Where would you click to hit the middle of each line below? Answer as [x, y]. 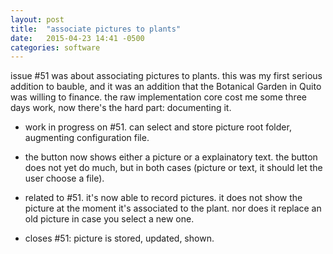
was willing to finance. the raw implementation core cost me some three [158, 97]
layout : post [37, 19]
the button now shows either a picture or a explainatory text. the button [171, 157]
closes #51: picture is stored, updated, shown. [119, 238]
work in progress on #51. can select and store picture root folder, [158, 127]
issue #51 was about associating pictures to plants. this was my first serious [166, 76]
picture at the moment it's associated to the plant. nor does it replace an [173, 208]
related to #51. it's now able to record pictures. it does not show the [163, 198]
